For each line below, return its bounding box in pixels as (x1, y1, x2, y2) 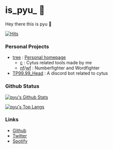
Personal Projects (5, 43, 49, 50)
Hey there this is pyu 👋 (5, 21, 52, 27)
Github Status (5, 83, 39, 90)
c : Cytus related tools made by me (19, 60, 92, 66)
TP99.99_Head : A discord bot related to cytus (12, 70, 108, 76)
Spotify (12, 138, 27, 144)
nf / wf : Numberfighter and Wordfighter (19, 65, 100, 71)
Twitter (12, 133, 27, 139)
